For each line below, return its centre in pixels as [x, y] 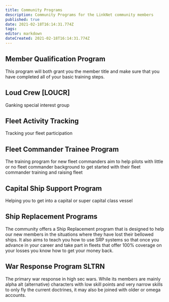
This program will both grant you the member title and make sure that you [82, 71]
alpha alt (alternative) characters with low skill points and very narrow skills [84, 284]
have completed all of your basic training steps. [55, 76]
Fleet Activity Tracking [42, 121]
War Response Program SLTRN [55, 267]
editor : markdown [24, 34]
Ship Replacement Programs [51, 217]
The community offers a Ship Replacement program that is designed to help [85, 229]
